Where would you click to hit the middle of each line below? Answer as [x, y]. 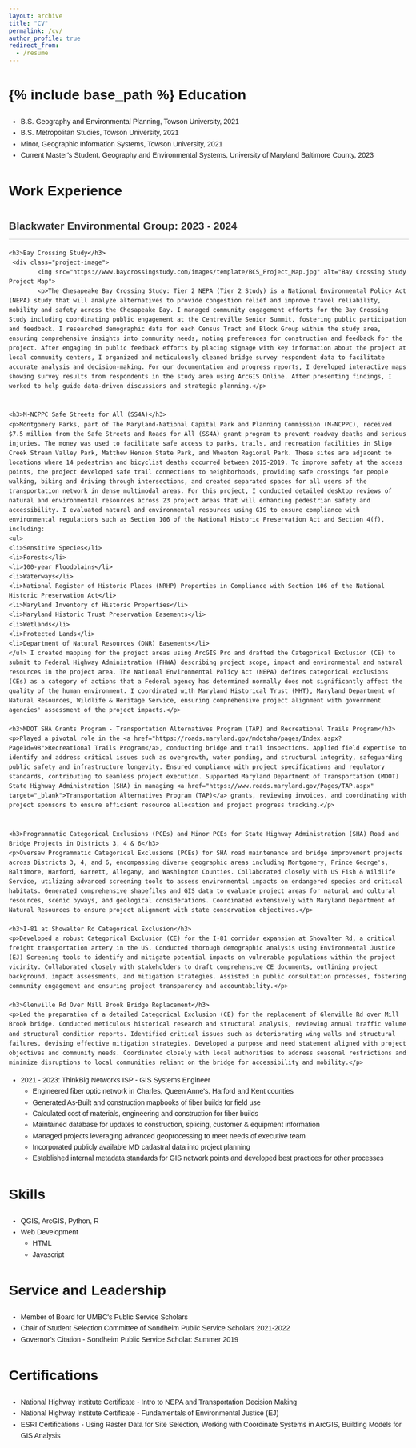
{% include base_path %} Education [128, 95]
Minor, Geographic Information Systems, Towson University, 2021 [122, 144]
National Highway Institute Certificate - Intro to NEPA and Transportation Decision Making [159, 1402]
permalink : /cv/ [36, 31]
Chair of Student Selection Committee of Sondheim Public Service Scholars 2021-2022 [155, 1328]
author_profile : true [45, 38]
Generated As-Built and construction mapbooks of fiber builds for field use [146, 1102]
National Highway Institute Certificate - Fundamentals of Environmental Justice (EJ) [150, 1413]
